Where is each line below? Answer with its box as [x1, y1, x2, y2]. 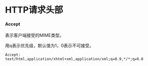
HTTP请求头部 [5, 4, 63, 16]
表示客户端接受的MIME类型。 [5, 33, 64, 38]
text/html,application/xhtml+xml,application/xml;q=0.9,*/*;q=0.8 [5, 57, 144, 62]
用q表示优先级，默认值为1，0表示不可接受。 [5, 43, 94, 49]
